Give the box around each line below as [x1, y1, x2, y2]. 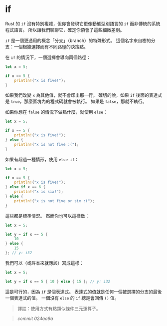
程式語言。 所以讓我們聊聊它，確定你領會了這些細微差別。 [5, 26, 125, 33]
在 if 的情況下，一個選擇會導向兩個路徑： [5, 54, 91, 60]
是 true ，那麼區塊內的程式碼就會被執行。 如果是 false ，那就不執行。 [5, 98, 147, 104]
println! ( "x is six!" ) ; [14, 189, 64, 194]
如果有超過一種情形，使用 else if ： [5, 156, 79, 162]
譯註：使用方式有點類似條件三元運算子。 [17, 306, 101, 312]
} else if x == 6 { [5, 185, 46, 190]
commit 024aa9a [17, 316, 53, 322]
